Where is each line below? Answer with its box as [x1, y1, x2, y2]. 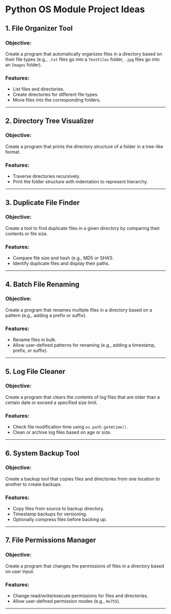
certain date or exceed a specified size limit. [5, 399, 98, 406]
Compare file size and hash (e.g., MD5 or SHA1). [12, 255, 114, 261]
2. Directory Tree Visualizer [5, 116, 94, 125]
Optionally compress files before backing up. [12, 516, 107, 523]
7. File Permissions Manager [5, 536, 96, 545]
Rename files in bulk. [12, 337, 57, 343]
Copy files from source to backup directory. [12, 506, 104, 512]
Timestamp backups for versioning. [12, 511, 88, 517]
